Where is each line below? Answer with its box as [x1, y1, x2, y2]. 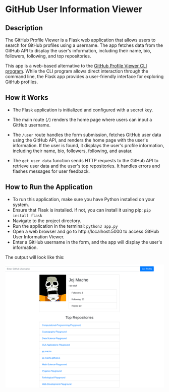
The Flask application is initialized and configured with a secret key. [12, 107, 153, 113]
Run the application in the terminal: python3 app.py [12, 223, 118, 229]
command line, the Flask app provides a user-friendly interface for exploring [5, 74, 164, 79]
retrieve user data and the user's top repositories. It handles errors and [12, 163, 160, 169]
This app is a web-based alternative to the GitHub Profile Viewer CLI [5, 63, 147, 69]
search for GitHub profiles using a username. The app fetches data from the [5, 42, 163, 48]
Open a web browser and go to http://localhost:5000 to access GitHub [12, 228, 159, 234]
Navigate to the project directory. [12, 218, 82, 224]
